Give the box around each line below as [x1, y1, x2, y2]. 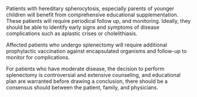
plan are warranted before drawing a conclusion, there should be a [6, 78, 168, 85]
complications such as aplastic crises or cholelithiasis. [6, 30, 138, 37]
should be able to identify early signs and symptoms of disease [6, 24, 160, 31]
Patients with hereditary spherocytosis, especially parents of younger [6, 5, 175, 12]
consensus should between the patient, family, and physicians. [6, 84, 159, 91]
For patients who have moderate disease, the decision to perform [6, 65, 165, 72]
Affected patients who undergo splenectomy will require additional [6, 41, 168, 48]
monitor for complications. [6, 54, 70, 61]
